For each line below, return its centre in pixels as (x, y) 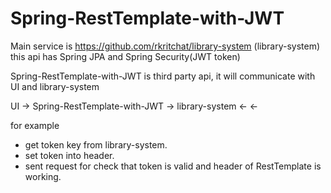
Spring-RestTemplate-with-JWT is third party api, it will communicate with (163, 76)
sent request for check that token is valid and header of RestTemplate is (173, 166)
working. (43, 176)
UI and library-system (55, 86)
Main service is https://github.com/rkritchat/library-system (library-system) (165, 46)
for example (35, 125)
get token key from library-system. (96, 144)
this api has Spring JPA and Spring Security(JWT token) (125, 56)
